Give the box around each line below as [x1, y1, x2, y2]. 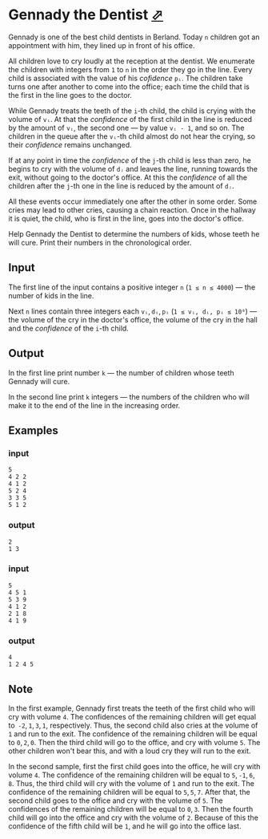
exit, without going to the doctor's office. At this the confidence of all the [8, 172, 248, 182]
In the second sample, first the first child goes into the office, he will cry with [8, 761, 261, 771]
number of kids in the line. [8, 290, 94, 300]
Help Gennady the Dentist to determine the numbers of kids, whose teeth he [8, 229, 260, 238]
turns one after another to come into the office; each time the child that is [8, 82, 250, 91]
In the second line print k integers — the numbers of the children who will [8, 391, 250, 402]
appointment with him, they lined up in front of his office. [8, 40, 195, 50]
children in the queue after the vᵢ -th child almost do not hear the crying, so [8, 131, 256, 141]
